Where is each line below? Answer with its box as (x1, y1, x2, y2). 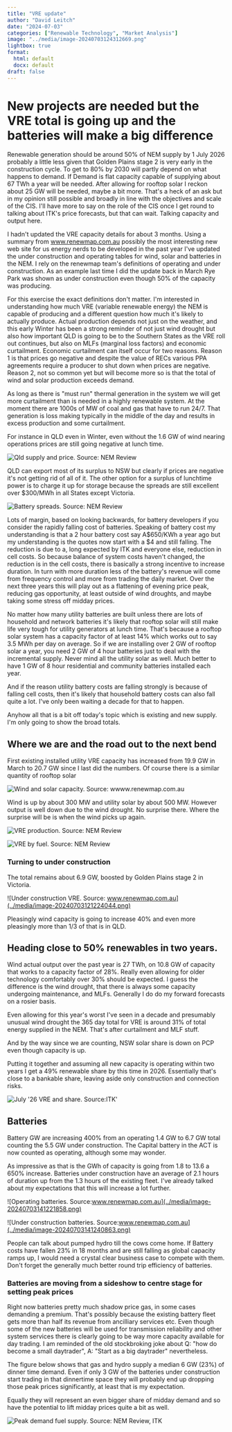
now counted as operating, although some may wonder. (7, 1148, 166, 1157)
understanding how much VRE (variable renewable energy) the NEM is (7, 302, 208, 311)
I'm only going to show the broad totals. (7, 718, 121, 727)
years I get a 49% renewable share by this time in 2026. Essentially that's (7, 1067, 217, 1076)
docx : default (13, 62, 54, 69)
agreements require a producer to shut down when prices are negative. (7, 361, 211, 370)
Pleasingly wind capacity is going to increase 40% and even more (7, 915, 196, 923)
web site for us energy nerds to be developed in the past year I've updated (7, 245, 220, 253)
